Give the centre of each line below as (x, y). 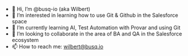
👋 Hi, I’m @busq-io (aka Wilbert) (51, 9)
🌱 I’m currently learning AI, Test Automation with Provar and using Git (96, 27)
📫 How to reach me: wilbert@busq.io (57, 46)
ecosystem (25, 40)
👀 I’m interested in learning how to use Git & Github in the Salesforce (95, 15)
